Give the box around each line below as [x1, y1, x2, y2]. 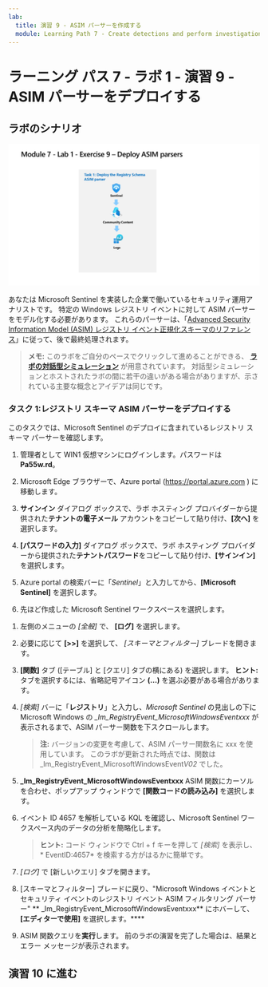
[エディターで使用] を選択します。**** [19, 914, 145, 924]
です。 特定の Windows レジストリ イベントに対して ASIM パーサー [35, 304, 256, 314]
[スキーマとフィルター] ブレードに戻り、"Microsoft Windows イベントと [19, 884, 257, 894]
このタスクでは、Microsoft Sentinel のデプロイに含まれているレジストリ [8, 423, 245, 433]
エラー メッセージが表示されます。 [19, 941, 134, 950]
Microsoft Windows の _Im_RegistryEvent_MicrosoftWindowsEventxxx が [19, 712, 259, 722]
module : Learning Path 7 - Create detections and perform [15, 30, 213, 38]
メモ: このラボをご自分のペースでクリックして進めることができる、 [27, 351, 249, 361]
